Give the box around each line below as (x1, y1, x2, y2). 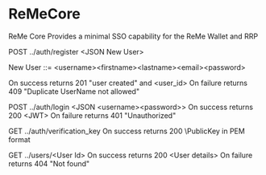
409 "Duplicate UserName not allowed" (8, 86, 139, 96)
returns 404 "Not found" (8, 158, 90, 169)
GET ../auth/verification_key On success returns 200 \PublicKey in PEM (8, 126, 246, 136)
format (8, 134, 31, 144)
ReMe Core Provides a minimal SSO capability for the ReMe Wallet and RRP (8, 31, 259, 41)
